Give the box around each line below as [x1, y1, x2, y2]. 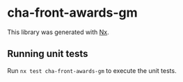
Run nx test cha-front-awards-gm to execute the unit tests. [7, 66, 177, 74]
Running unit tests [7, 48, 88, 60]
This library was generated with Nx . [7, 28, 109, 36]
